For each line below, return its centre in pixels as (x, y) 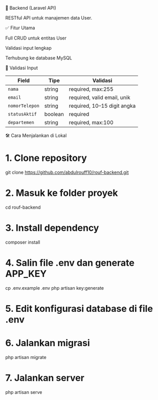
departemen (21, 122)
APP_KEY (26, 274)
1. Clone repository (46, 158)
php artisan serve (24, 392)
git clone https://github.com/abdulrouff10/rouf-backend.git (67, 172)
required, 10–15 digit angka (102, 106)
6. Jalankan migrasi (48, 343)
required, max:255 (91, 89)
